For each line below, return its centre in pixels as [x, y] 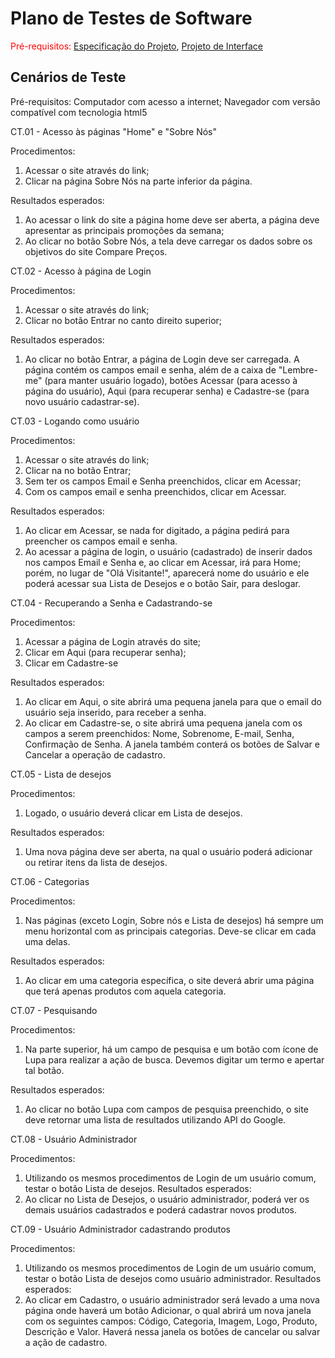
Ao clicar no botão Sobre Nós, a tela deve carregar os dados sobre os [168, 241]
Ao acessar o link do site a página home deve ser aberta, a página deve [172, 219]
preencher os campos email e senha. [101, 541]
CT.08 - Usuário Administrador [74, 1139]
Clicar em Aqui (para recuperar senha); [105, 652]
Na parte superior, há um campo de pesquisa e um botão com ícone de [171, 1049]
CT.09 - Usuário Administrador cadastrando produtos [120, 1229]
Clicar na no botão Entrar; [78, 470]
